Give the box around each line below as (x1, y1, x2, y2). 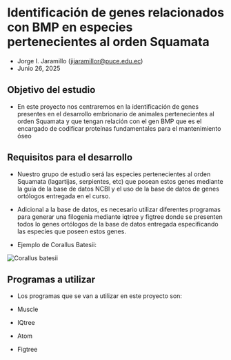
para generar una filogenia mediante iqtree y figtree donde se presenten (17, 212, 223, 221)
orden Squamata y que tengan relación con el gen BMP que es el (17, 117, 202, 125)
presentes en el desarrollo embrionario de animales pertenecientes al (17, 109, 215, 118)
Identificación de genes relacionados (7, 5, 225, 21)
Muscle (17, 305, 39, 314)
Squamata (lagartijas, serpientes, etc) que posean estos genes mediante (17, 177, 223, 185)
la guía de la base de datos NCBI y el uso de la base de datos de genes (17, 184, 219, 193)
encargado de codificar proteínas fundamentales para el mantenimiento (17, 124, 221, 132)
